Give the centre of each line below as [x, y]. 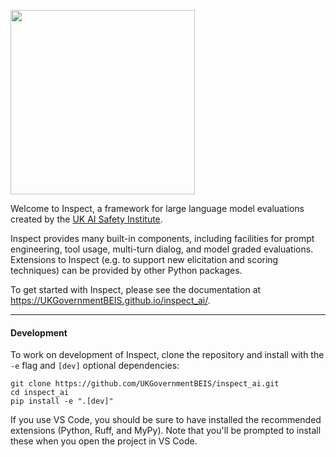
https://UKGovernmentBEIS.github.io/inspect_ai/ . [110, 300]
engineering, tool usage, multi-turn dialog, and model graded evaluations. [162, 249]
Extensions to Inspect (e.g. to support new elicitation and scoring [144, 259]
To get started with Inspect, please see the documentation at [136, 289]
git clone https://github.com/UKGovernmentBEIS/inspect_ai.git [145, 384]
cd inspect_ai [40, 393]
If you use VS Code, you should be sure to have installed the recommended [166, 420]
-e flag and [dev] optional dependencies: [95, 366]
